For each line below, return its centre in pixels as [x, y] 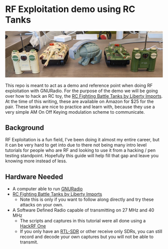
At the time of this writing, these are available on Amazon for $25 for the [79, 101]
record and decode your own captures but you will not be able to [87, 237]
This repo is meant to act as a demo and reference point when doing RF [79, 85]
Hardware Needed [34, 177]
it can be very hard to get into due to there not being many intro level [76, 145]
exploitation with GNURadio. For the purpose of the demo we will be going [82, 91]
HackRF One [33, 226]
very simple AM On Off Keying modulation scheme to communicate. [75, 112]
